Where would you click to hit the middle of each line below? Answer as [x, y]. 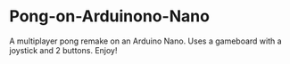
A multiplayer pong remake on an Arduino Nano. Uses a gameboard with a [146, 41]
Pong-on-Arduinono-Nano [109, 16]
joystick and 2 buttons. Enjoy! [63, 50]
